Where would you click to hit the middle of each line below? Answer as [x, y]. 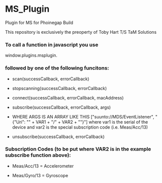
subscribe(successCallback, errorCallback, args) [61, 107]
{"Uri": [19, 122]
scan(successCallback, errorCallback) [51, 79]
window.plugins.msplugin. [31, 55]
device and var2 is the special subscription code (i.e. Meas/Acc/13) [80, 127]
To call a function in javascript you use [52, 45]
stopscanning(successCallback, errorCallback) [59, 88]
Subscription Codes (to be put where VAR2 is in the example [78, 149]
